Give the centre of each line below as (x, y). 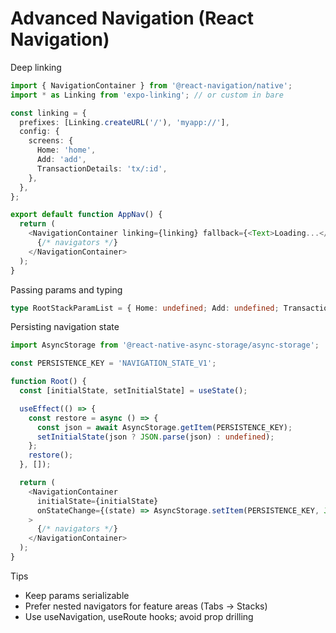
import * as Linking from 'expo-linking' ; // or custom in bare (147, 95)
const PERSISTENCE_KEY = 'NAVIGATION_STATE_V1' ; (113, 363)
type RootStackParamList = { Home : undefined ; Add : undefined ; (145, 308)
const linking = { (48, 113)
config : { (39, 132)
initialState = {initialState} (97, 501)
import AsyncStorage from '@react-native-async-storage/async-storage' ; (165, 345)
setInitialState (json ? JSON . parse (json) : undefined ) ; (155, 437)
